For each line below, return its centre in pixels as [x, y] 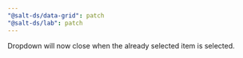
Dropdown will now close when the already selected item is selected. [121, 45]
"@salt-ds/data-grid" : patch [56, 15]
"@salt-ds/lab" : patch [45, 23]
